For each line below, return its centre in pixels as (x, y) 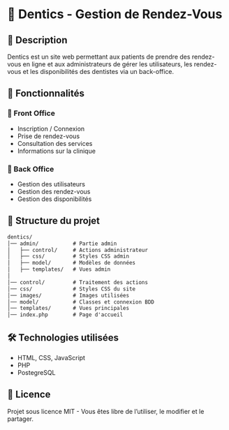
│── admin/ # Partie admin (62, 244)
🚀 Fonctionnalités (46, 94)
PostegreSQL (36, 372)
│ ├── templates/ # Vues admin (59, 269)
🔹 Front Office (31, 113)
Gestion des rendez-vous (54, 191)
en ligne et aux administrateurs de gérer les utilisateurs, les (108, 64)
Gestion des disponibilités (54, 199)
